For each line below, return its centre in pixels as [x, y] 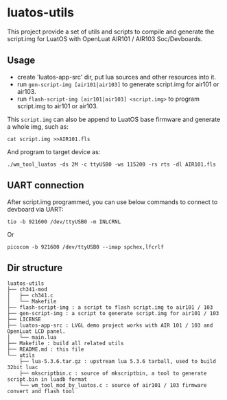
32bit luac [23, 368]
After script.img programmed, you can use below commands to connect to [112, 202]
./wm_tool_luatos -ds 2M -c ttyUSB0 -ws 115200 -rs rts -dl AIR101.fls [111, 164]
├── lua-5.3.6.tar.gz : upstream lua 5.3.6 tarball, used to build [118, 362]
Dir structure [35, 267]
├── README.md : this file [46, 350]
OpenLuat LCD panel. [37, 332]
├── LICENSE [24, 320]
